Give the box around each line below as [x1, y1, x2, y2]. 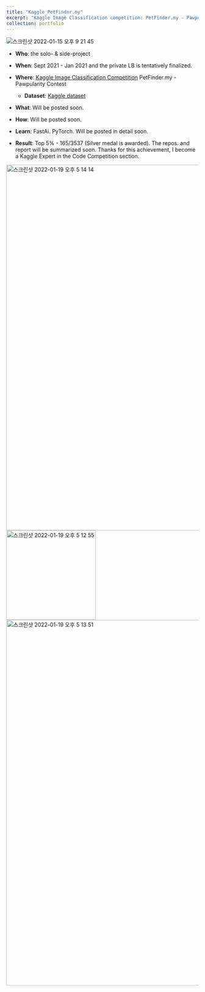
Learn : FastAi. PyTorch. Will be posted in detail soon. [15, 128, 148, 135]
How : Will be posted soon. [15, 116, 82, 123]
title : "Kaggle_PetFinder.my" [6, 9, 84, 15]
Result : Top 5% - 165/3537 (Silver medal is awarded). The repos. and [15, 140, 190, 147]
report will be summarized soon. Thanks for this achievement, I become [15, 146, 196, 154]
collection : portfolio [6, 20, 64, 26]
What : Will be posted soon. [15, 104, 84, 111]
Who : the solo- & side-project [15, 50, 90, 58]
